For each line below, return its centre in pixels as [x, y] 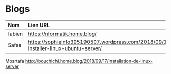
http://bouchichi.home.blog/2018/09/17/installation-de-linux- [89, 61]
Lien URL [39, 25]
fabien [16, 34]
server [12, 66]
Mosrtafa [15, 61]
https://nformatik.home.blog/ [62, 34]
